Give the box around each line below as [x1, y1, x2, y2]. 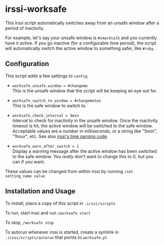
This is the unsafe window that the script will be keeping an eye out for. [12, 88, 158, 94]
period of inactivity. [5, 25, 44, 31]
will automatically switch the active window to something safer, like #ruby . [5, 45, 155, 51]
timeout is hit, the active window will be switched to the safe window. [12, 122, 153, 128]
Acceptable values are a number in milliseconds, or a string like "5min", [12, 128, 158, 134]
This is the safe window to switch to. [12, 103, 87, 109]
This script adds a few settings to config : [5, 73, 89, 79]
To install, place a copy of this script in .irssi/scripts [5, 200, 116, 206]
